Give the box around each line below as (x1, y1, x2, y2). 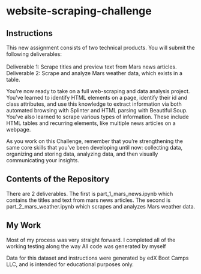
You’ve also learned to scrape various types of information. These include (6, 113, 189, 120)
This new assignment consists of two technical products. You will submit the (6, 44, 195, 51)
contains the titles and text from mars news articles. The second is (6, 196, 171, 204)
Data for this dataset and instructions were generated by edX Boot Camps (6, 254, 189, 261)
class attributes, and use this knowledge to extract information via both (6, 100, 182, 108)
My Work (6, 221, 41, 231)
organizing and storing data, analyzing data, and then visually (6, 150, 158, 157)
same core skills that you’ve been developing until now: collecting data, (6, 144, 183, 151)
